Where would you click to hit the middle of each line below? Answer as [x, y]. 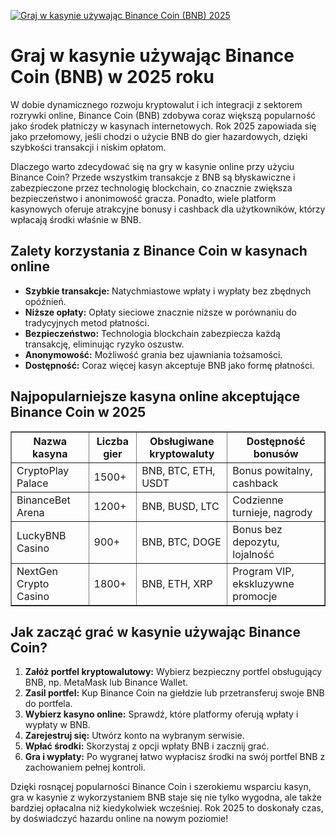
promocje [255, 596]
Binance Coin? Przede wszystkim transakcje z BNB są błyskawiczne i [153, 177]
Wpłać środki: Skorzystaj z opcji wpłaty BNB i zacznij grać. [147, 746]
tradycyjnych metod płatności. [87, 322]
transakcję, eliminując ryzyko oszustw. [104, 344]
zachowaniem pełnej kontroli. [85, 767]
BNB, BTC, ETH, [178, 470]
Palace [32, 483]
